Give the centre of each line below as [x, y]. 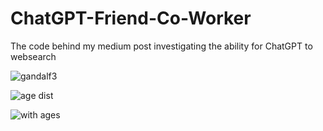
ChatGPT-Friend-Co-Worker [131, 18]
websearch [33, 56]
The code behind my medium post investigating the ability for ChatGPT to [161, 46]
